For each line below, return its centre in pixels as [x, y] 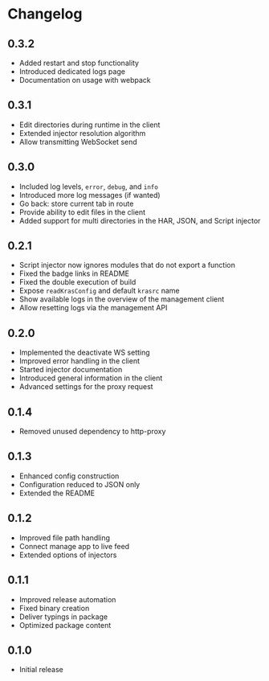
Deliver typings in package [63, 617]
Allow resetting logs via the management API [93, 308]
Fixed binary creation [54, 608]
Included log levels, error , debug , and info [88, 187]
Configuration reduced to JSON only [79, 484]
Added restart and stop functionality [79, 63]
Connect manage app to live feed [74, 546]
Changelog [45, 14]
